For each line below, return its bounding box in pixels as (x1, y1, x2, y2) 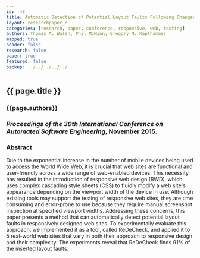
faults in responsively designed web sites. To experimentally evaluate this (6, 219, 186, 226)
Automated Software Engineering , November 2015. (6, 127, 158, 136)
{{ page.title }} (6, 86, 61, 96)
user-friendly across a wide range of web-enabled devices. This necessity (6, 169, 189, 176)
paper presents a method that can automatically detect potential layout (6, 213, 180, 221)
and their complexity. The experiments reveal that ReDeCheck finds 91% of (6, 238, 190, 246)
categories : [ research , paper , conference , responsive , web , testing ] (6, 25, 185, 32)
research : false (6, 48, 46, 54)
